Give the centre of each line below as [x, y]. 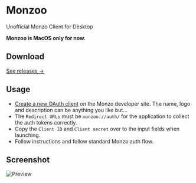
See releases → [25, 71]
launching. [27, 135]
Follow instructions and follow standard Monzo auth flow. [84, 141]
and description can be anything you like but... [71, 110]
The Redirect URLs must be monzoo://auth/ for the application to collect [102, 116]
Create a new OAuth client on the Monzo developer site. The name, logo [102, 103]
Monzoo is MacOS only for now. [46, 38]
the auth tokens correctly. [46, 122]
